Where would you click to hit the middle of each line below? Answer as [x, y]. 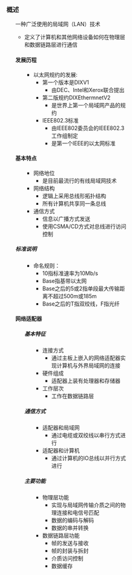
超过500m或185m [75, 296]
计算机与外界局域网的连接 [89, 366]
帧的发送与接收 [70, 543]
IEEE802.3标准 [61, 120]
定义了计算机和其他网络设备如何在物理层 [75, 37]
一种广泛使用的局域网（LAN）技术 [58, 24]
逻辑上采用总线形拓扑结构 [74, 196]
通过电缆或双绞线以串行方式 [86, 435]
